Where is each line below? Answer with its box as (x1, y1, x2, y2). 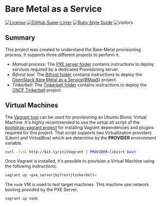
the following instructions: (5, 163, 57, 169)
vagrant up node (5, 196, 38, 201)
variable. (5, 140, 23, 146)
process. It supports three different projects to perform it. (5, 52, 120, 57)
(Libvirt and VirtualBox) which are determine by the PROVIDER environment (5, 135, 157, 141)
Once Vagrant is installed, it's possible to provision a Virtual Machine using (5, 158, 155, 164)
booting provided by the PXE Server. (5, 187, 78, 193)
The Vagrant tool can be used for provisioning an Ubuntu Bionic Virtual (5, 114, 147, 120)
